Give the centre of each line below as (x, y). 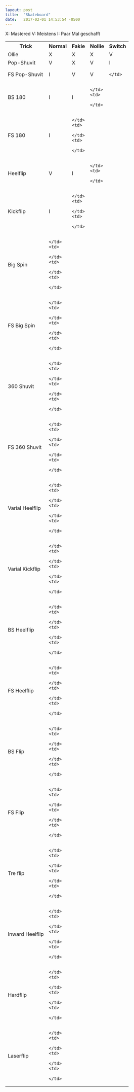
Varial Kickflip (24, 569)
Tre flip (16, 873)
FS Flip (16, 813)
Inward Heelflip (26, 934)
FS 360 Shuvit (25, 447)
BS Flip (16, 752)
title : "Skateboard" (28, 15)
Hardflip (17, 995)
